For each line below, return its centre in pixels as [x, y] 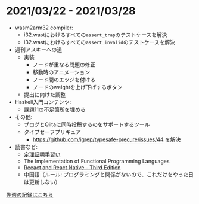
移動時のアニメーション [61, 72]
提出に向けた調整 [45, 95]
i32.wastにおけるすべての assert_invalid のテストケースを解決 [99, 42]
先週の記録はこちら [30, 194]
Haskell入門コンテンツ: [43, 102]
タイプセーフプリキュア [52, 132]
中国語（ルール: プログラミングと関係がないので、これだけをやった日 [109, 174]
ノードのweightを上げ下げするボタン [77, 87]
